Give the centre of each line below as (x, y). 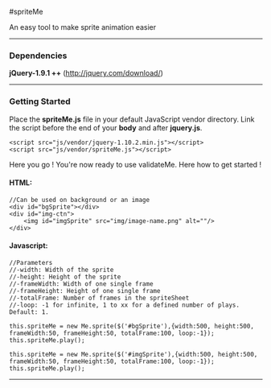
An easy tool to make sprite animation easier (83, 27)
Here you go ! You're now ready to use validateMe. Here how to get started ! (135, 164)
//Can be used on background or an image (80, 200)
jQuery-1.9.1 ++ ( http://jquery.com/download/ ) (86, 73)
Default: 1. (29, 312)
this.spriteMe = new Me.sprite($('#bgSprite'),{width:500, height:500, (131, 326)
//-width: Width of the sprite (62, 270)
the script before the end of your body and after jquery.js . (106, 127)
